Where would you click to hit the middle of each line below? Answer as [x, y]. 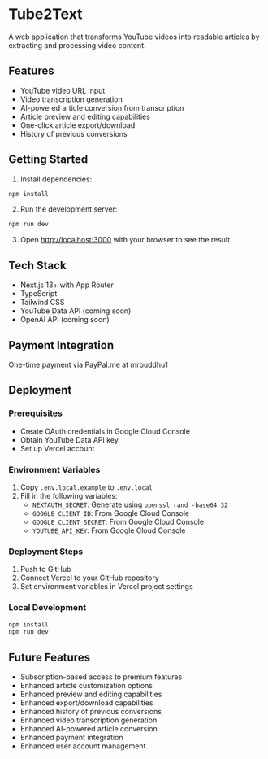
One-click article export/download [78, 125]
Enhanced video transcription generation [89, 720]
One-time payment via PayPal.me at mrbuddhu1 [88, 364]
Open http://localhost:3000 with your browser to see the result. [126, 240]
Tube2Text [45, 14]
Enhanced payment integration [71, 738]
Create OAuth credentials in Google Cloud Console [105, 431]
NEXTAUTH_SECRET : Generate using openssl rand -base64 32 [130, 504]
